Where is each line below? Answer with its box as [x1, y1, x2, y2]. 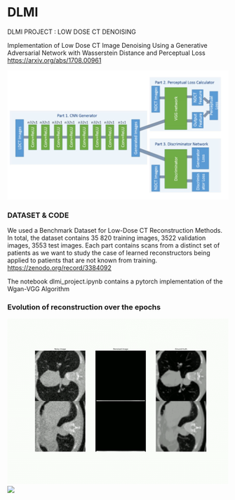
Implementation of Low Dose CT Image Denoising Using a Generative [7, 41, 208, 49]
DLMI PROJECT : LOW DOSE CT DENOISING [7, 27, 137, 36]
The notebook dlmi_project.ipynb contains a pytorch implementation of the [7, 277, 223, 286]
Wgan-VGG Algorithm [7, 285, 70, 293]
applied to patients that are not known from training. [7, 256, 158, 264]
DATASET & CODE [7, 210, 69, 220]
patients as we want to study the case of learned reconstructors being [7, 249, 210, 257]
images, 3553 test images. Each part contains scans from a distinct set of [7, 241, 220, 250]
